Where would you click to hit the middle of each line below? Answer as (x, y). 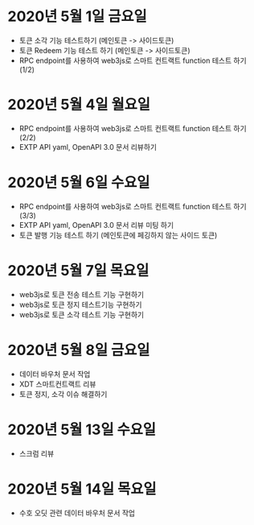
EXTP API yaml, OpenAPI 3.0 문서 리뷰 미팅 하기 (96, 225)
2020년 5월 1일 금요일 (77, 17)
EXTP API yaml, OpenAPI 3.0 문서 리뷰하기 (88, 147)
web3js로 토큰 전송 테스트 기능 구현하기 (82, 294)
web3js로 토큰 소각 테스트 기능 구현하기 (82, 314)
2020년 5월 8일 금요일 (79, 350)
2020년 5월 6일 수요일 (79, 183)
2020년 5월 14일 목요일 (82, 489)
